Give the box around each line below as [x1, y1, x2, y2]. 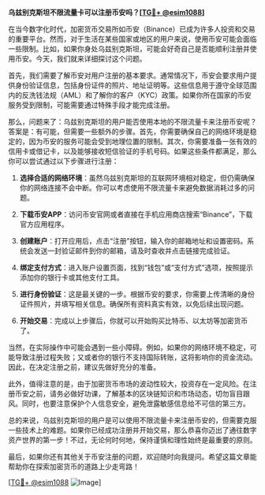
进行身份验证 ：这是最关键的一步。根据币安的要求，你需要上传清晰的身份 [19, 289, 255, 299]
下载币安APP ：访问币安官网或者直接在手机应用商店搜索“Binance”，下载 [19, 210, 253, 219]
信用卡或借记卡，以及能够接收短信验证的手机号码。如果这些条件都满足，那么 [8, 147, 257, 156]
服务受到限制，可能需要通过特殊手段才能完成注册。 [8, 100, 174, 110]
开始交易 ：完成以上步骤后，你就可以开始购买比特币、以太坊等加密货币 [19, 316, 248, 326]
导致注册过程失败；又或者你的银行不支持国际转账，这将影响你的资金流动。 [14, 352, 257, 362]
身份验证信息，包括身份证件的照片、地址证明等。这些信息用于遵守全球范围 [14, 80, 257, 90]
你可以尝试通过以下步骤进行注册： [8, 157, 119, 166]
